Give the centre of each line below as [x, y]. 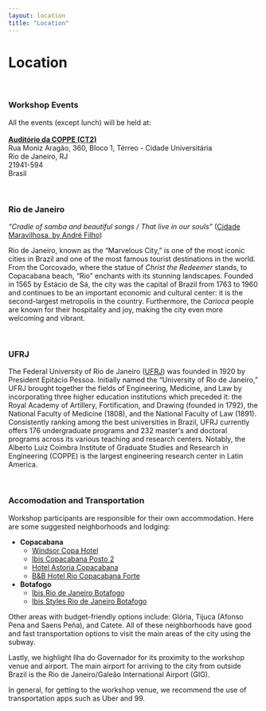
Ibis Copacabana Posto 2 [73, 559]
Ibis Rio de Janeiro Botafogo [78, 592]
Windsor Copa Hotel [65, 550]
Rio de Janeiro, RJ [38, 156]
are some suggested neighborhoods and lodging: [89, 526]
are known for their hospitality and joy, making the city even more [115, 310]
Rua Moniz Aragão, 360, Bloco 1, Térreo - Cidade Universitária [110, 147]
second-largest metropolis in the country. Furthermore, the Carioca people [131, 301]
